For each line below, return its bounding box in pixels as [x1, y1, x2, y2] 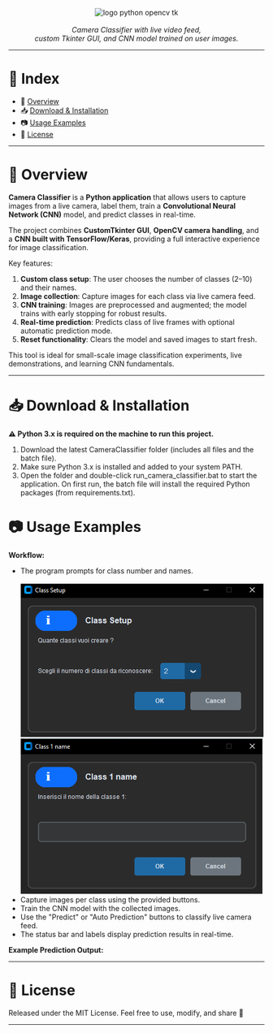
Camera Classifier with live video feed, [71, 25, 201, 34]
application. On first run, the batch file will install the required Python [19, 479, 250, 489]
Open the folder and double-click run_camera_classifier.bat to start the [19, 470, 258, 480]
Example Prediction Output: [8, 944, 104, 954]
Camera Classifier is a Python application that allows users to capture [8, 192, 246, 202]
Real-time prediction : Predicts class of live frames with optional [19, 317, 236, 326]
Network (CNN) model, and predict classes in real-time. [8, 210, 197, 219]
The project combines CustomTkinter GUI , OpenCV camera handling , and [8, 225, 259, 235]
